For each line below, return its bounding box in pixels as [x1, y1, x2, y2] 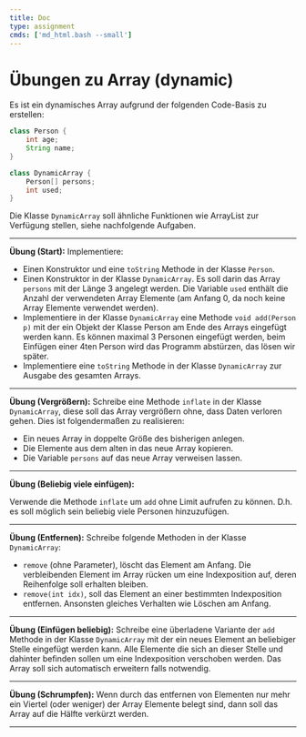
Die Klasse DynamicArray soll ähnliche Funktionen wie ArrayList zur [9, 210, 260, 221]
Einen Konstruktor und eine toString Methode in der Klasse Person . [22, 264, 276, 275]
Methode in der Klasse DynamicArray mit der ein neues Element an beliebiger [9, 634, 296, 645]
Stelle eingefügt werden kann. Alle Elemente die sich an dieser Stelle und [9, 643, 284, 655]
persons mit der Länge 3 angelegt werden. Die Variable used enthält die [22, 283, 289, 294]
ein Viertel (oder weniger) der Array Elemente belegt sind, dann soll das [9, 699, 279, 710]
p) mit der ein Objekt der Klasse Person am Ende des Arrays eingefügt [22, 322, 287, 333]
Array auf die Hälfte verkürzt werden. [9, 709, 149, 720]
